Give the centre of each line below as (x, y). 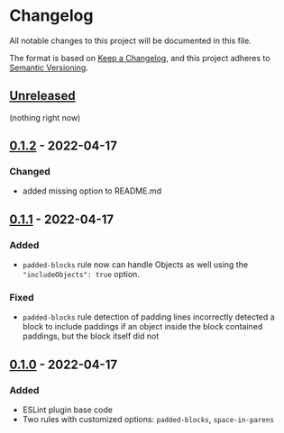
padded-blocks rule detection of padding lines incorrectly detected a (148, 317)
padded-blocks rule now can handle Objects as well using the (135, 265)
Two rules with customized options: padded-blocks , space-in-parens (148, 419)
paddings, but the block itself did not (91, 336)
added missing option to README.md (92, 191)
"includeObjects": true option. (81, 275)
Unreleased (43, 96)
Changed (30, 172)
